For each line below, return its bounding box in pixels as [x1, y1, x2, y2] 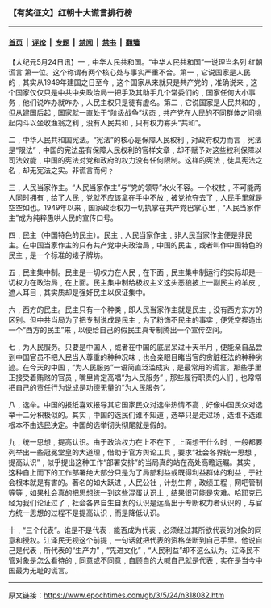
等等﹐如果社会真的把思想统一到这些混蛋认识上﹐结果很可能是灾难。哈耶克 [8, 488, 256, 497]
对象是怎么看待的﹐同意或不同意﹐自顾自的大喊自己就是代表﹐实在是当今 [15, 555, 256, 565]
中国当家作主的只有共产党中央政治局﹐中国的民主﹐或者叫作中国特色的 [29, 240, 263, 250]
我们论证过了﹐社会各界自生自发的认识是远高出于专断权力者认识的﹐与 [22, 497, 256, 507]
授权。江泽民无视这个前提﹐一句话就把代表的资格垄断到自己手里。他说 [22, 535, 256, 545]
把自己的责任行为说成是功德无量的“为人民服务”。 [8, 382, 171, 392]
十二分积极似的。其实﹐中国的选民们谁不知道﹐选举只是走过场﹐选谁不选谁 [15, 410, 263, 420]
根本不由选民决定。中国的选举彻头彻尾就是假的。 [8, 420, 171, 429]
